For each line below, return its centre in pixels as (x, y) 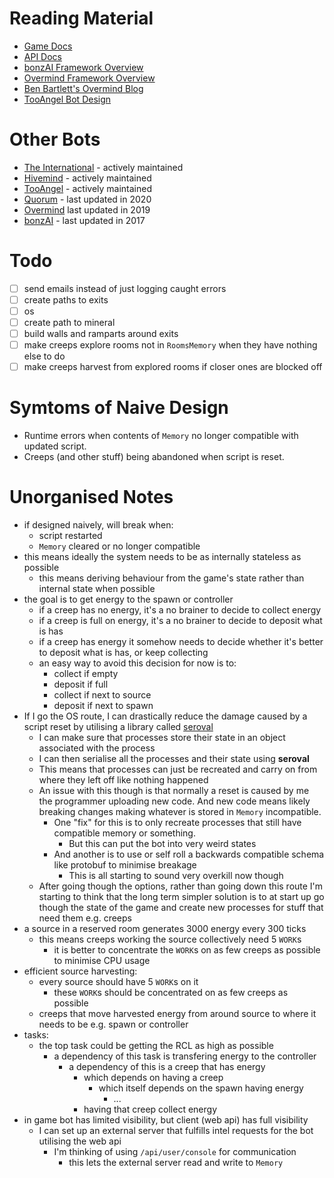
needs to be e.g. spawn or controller (113, 1024)
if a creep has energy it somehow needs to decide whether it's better (181, 642)
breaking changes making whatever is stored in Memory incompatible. (180, 812)
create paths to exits (66, 299)
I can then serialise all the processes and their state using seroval (174, 759)
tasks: (36, 1035)
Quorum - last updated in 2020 (87, 199)
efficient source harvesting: (80, 971)
